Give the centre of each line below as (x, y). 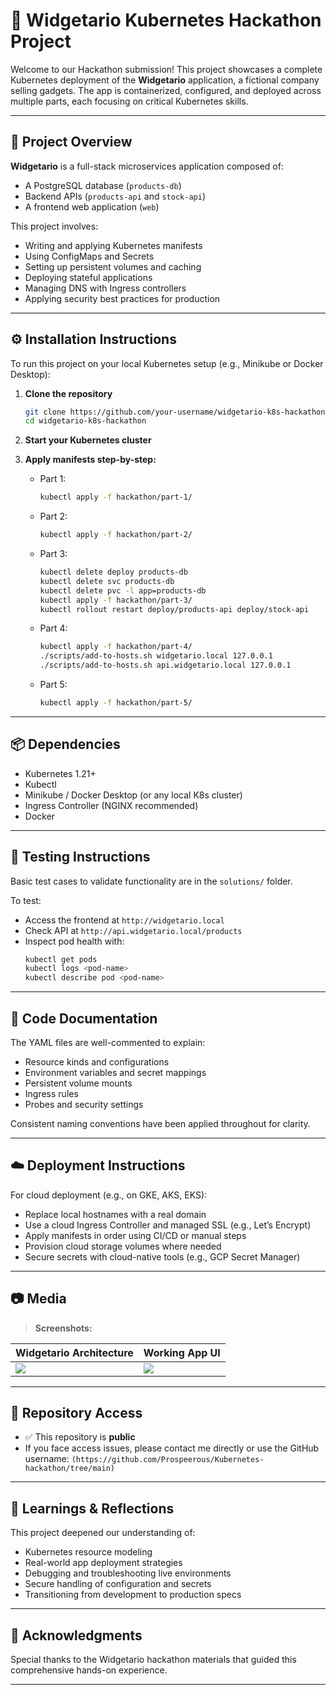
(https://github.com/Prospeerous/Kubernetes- (168, 1460)
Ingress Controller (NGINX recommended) (111, 805)
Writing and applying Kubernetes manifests (113, 245)
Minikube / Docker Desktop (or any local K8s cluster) (133, 795)
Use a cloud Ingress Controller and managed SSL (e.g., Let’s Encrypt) (168, 1225)
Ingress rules (51, 1093)
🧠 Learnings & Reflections (92, 1508)
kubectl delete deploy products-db (113, 572)
